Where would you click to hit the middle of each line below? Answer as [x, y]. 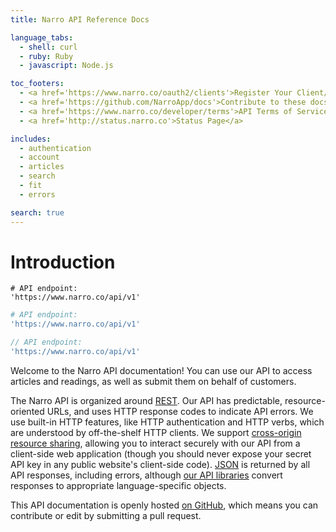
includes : [31, 139]
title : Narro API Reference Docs [80, 19]
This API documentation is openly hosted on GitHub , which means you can [164, 505]
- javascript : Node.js [66, 66]
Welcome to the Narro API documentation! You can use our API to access [161, 370]
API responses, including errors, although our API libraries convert [146, 475]
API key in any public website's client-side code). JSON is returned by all [160, 464]
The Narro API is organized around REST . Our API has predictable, [146, 400]
